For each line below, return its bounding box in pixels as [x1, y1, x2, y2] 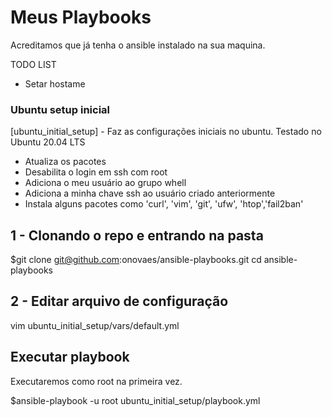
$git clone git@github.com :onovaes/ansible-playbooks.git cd [10, 254, 262, 266]
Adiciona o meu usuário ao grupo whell [24, 177, 187, 189]
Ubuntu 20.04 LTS [10, 136, 86, 148]
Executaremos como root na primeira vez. [10, 375, 183, 387]
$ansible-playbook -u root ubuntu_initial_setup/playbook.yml [10, 394, 261, 406]
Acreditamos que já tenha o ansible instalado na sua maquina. [10, 39, 266, 51]
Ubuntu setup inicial [10, 102, 111, 116]
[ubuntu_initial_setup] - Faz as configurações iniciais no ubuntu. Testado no [10, 126, 322, 138]
